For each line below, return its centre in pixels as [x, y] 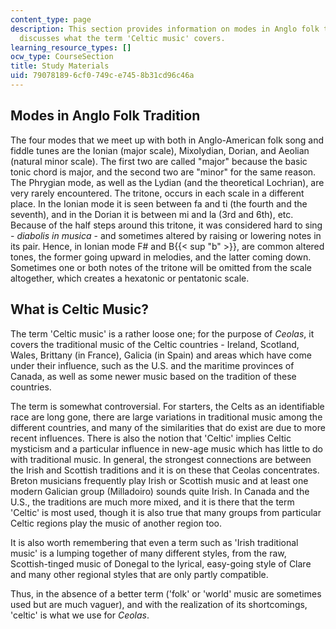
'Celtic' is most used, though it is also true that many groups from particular [166, 512]
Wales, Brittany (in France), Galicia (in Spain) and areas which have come [161, 355]
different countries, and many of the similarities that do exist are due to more [168, 427]
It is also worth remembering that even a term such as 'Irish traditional [154, 542]
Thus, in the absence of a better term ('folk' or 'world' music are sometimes [166, 593]
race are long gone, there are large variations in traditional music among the [166, 417]
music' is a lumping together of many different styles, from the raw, [148, 553]
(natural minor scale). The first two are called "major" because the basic [159, 161]
